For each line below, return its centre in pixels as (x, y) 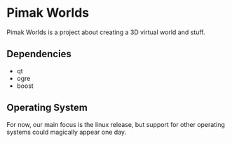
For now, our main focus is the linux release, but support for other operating (116, 124)
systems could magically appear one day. (67, 132)
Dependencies (39, 54)
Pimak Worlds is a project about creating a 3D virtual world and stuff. (106, 32)
